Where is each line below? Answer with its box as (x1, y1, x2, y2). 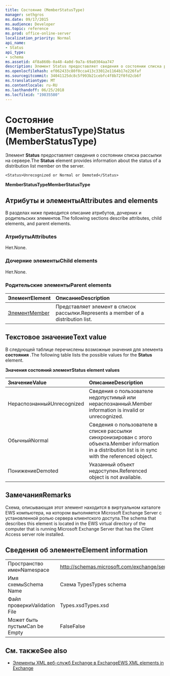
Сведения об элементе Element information (5, 546, 148, 554)
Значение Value (8, 379, 47, 386)
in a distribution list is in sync (89, 446, 158, 453)
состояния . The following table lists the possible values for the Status (5, 351, 153, 357)
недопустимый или (89, 393, 136, 401)
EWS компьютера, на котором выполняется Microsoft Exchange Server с (5, 509, 162, 515)
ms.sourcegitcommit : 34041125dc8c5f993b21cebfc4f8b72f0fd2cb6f (5, 73, 142, 78)
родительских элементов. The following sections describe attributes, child (5, 215, 162, 221)
